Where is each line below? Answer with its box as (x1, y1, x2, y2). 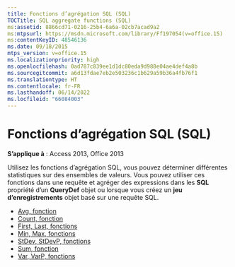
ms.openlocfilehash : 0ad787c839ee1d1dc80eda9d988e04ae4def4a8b (7, 63, 198, 70)
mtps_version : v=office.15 (7, 50, 87, 57)
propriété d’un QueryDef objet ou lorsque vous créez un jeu (7, 185, 183, 194)
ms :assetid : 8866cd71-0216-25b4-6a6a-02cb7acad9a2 (7, 23, 160, 30)
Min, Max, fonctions (17, 229, 76, 237)
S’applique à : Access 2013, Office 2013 (7, 149, 124, 158)
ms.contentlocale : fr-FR (7, 83, 81, 90)
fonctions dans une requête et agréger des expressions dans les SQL (7, 178, 210, 186)
